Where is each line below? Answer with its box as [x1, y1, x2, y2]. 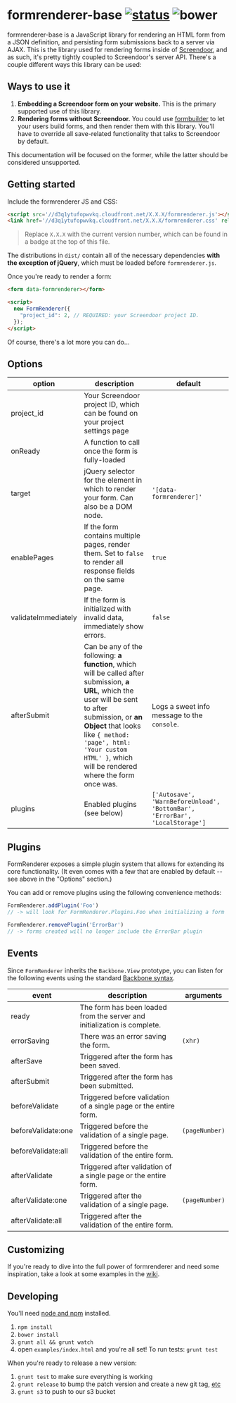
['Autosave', [152, 791, 195, 799]
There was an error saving [79, 1031, 166, 1041]
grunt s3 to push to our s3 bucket [17, 1387, 116, 1396]
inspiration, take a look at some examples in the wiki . [7, 1270, 160, 1278]
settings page [84, 426, 129, 436]
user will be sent [84, 695, 138, 705]
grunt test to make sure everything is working [17, 1373, 153, 1381]
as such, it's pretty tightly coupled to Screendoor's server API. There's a [7, 53, 216, 61]
